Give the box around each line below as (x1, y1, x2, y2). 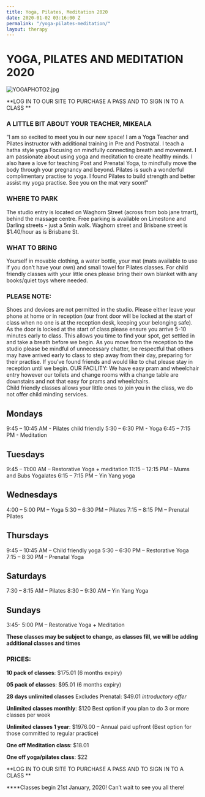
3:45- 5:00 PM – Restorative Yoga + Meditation (6, 621, 125, 629)
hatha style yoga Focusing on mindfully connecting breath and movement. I (6, 147, 197, 154)
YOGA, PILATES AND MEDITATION (6, 53, 184, 66)
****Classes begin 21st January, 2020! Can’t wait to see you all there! (6, 784, 185, 791)
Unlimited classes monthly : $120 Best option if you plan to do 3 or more (6, 704, 190, 712)
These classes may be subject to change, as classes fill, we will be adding (6, 633, 198, 641)
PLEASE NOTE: (6, 292, 52, 301)
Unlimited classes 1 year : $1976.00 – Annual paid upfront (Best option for (6, 723, 192, 730)
